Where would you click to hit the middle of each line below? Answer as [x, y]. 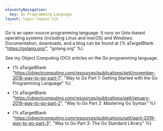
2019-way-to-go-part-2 [36, 103]
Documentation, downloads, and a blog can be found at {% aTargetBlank [79, 43]
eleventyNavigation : [27, 10]
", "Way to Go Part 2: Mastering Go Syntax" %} [108, 103]
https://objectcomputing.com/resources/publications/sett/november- [85, 73]
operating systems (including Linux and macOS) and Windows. [69, 38]
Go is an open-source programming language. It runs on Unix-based [75, 33]
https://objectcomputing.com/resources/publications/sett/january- [82, 98]
